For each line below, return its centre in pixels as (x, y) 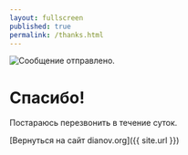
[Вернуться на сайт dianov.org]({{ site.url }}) (94, 140)
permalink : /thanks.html (57, 35)
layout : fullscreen (47, 18)
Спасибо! (47, 98)
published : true (40, 26)
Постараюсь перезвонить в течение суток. (94, 123)
